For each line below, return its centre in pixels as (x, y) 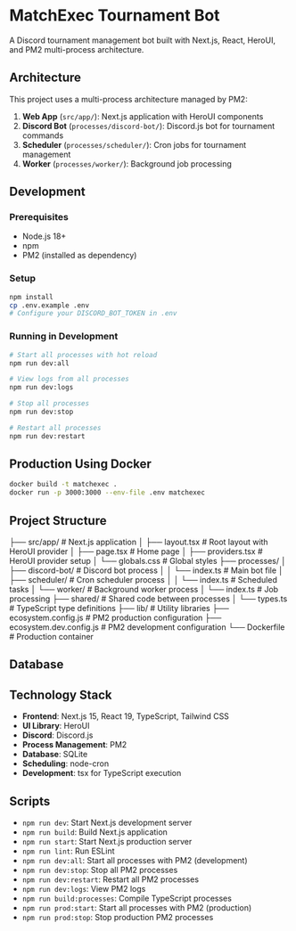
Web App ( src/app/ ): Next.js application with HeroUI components (143, 116)
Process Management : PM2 (74, 745)
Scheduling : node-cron (66, 764)
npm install (31, 297)
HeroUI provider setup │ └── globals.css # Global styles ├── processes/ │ (148, 561)
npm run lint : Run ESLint (68, 851)
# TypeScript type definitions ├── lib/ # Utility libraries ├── (119, 608)
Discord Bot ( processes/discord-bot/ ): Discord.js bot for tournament (148, 126)
